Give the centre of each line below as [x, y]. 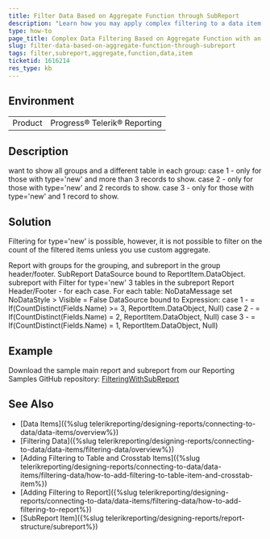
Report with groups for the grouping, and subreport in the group [114, 265]
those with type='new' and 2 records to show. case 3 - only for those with [131, 188]
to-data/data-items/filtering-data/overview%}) [97, 449]
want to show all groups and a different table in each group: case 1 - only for [135, 171]
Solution [30, 221]
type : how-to [30, 31]
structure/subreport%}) [59, 526]
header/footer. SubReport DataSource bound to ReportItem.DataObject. [127, 274]
